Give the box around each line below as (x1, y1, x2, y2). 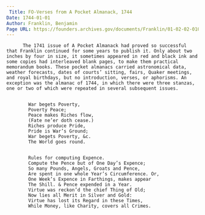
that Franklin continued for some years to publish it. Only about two (6, 48, 192, 54)
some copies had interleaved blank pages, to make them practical (6, 59, 179, 65)
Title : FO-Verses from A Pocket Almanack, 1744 (9, 9, 132, 15)
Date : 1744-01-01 (6, 15, 51, 21)
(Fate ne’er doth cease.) (28, 117, 95, 124)
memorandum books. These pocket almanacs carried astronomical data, (6, 64, 187, 70)
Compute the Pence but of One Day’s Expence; (28, 160, 146, 167)
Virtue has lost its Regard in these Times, (28, 198, 143, 204)
